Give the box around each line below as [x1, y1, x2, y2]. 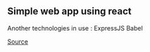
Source [7, 37, 28, 46]
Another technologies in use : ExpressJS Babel [7, 24, 143, 32]
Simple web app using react [7, 6, 132, 17]
